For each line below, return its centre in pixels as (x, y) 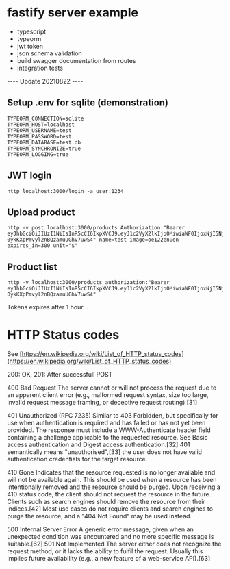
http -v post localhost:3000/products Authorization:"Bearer (96, 228)
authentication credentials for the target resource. (77, 459)
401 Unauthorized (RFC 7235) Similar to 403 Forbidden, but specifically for (113, 416)
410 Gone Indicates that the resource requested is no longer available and (111, 472)
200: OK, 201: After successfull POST (60, 375)
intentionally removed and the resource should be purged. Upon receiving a (114, 487)
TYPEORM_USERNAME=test (39, 130)
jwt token (30, 46)
